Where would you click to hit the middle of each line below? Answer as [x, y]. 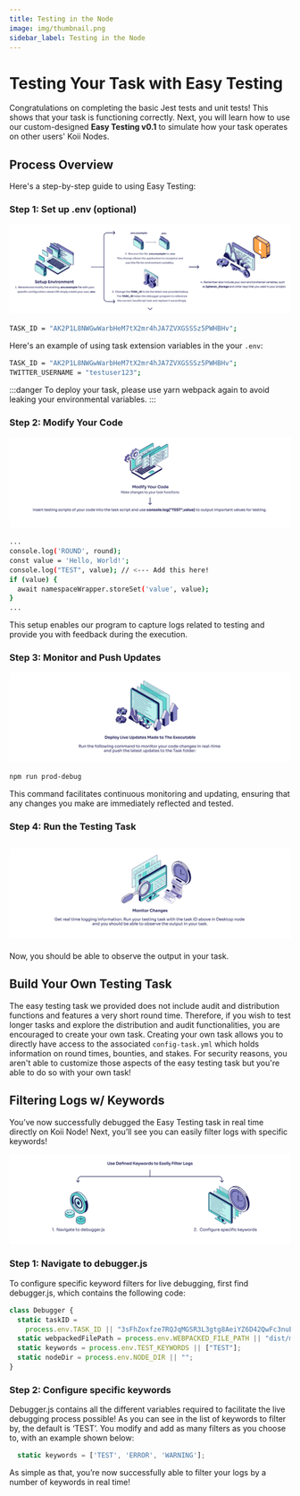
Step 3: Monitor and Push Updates [85, 658]
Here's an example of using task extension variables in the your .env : [136, 346]
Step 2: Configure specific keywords [90, 1389]
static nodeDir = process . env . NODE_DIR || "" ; [105, 1358]
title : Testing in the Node [62, 19]
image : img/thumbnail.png [57, 28]
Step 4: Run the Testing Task [73, 826]
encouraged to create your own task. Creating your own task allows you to [146, 1034]
